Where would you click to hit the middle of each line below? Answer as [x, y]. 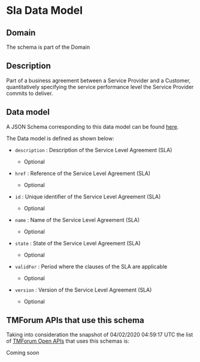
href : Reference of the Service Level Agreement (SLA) [83, 173]
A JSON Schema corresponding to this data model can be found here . [93, 126]
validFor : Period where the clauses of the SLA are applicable [91, 266]
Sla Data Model [44, 11]
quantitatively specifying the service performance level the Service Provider [100, 87]
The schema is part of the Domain [48, 47]
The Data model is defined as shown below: [60, 138]
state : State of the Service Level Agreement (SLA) [78, 243]
